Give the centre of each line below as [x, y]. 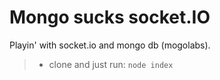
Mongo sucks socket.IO [110, 17]
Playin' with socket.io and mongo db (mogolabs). [110, 45]
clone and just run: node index [111, 64]
